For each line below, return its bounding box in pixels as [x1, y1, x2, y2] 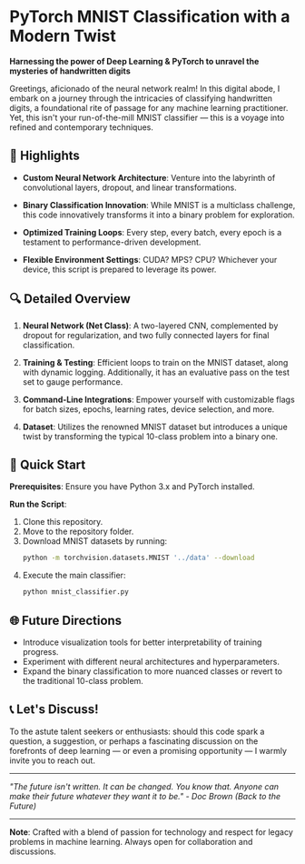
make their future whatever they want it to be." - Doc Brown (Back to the [9, 790, 281, 801]
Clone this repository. [22, 517, 103, 527]
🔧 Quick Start [9, 457, 86, 472]
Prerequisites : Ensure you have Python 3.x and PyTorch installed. [9, 481, 256, 492]
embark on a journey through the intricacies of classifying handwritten [9, 93, 273, 104]
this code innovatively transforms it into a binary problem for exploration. [22, 209, 295, 220]
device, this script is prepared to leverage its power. [22, 264, 217, 275]
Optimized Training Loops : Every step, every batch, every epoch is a [22, 226, 282, 237]
